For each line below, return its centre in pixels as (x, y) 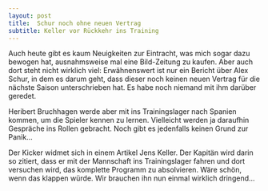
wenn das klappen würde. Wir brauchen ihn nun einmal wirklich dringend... (132, 178)
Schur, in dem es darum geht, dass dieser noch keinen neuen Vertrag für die (134, 79)
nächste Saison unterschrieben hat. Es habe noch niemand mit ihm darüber (132, 87)
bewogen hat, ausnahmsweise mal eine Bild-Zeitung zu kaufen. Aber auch (131, 62)
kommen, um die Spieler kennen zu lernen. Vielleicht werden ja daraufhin (129, 120)
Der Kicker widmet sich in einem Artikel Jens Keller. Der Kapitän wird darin (131, 152)
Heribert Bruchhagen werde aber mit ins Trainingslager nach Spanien (123, 112)
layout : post (30, 16)
